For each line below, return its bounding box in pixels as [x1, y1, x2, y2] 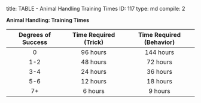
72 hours [146, 58, 172, 66]
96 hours [80, 48, 106, 56]
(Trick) [83, 38, 103, 46]
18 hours [146, 77, 172, 85]
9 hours [148, 87, 170, 95]
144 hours [144, 48, 175, 56]
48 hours [80, 58, 106, 66]
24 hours [80, 68, 106, 76]
